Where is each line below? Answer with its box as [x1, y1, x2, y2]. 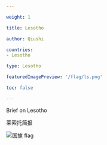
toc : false [6, 85, 33, 91]
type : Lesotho [6, 63, 42, 69]
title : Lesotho [6, 25, 44, 31]
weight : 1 [6, 14, 31, 20]
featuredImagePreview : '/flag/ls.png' [6, 74, 103, 80]
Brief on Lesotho [6, 106, 47, 114]
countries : [6, 46, 33, 53]
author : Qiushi [6, 35, 44, 42]
